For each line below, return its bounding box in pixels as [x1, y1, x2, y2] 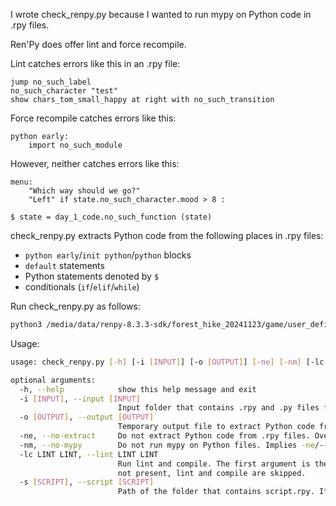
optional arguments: [10, 375, 97, 385]
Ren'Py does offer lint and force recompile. [10, 39, 187, 50]
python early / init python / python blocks [24, 249, 192, 261]
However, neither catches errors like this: [10, 158, 180, 169]
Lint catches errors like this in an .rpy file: [10, 58, 181, 69]
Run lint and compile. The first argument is [117, 459, 311, 469]
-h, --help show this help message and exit [19, 384, 257, 394]
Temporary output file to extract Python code [117, 422, 315, 432]
